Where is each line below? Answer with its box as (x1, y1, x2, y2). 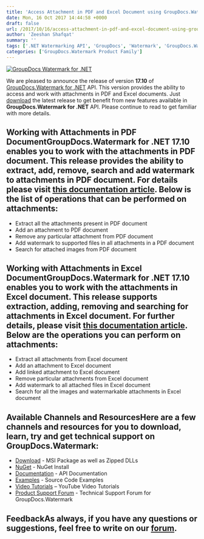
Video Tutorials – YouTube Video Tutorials (15, 483, 120, 490)
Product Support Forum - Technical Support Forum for (15, 489, 152, 497)
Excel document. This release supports (6, 291, 158, 302)
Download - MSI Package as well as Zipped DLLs (15, 457, 138, 464)
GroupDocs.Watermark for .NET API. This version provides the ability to (6, 84, 185, 91)
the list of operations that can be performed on (6, 194, 187, 204)
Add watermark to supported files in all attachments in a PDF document (15, 239, 194, 246)
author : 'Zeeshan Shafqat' (6, 32, 75, 38)
